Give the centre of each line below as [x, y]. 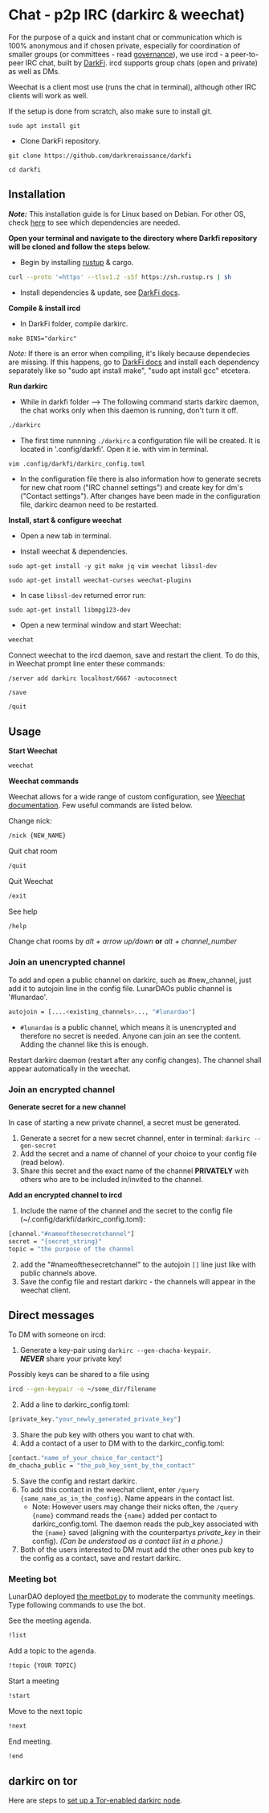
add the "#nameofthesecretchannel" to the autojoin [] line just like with [138, 1264]
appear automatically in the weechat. [69, 1068]
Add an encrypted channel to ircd [65, 1195]
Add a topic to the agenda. [52, 1651]
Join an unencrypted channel [67, 962]
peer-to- [245, 54]
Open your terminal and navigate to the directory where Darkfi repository [133, 238]
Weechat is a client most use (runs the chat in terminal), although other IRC [132, 87]
